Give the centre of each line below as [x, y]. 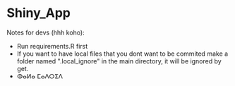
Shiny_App [39, 13]
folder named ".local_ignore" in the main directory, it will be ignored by [119, 61]
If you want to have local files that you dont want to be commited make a [122, 54]
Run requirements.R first [52, 46]
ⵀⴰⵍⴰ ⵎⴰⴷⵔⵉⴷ [40, 76]
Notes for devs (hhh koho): [46, 32]
